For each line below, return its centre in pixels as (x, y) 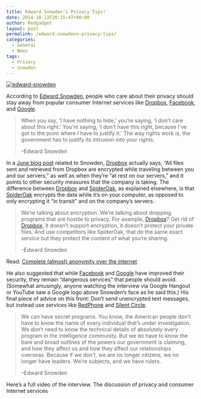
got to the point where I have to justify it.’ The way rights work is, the (106, 133)
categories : (21, 40)
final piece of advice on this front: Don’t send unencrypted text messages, (98, 299)
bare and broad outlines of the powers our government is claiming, (103, 342)
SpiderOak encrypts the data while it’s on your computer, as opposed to (95, 195)
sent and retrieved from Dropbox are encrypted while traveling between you (100, 169)
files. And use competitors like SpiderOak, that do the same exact (102, 232)
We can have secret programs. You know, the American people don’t (106, 317)
